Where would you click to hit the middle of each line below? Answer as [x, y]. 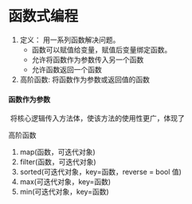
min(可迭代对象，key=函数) [64, 192]
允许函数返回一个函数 [67, 69]
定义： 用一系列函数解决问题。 [70, 40]
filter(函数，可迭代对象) [58, 162]
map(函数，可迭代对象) [57, 152]
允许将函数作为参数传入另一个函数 [88, 60]
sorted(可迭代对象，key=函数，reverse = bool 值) [100, 172]
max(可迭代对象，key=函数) [65, 182]
